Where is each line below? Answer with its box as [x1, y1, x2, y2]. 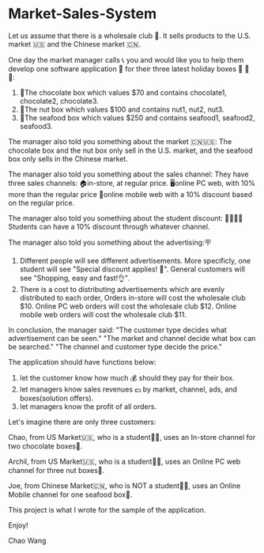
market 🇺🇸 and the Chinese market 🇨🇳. [8, 39, 141, 48]
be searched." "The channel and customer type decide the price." [8, 342, 223, 351]
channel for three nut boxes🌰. [8, 465, 105, 475]
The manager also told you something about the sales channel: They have [8, 169, 249, 179]
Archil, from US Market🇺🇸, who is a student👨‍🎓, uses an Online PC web [8, 456, 241, 466]
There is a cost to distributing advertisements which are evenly [19, 284, 225, 294]
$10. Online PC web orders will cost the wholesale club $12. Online [19, 301, 237, 311]
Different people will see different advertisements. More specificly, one [19, 256, 251, 265]
